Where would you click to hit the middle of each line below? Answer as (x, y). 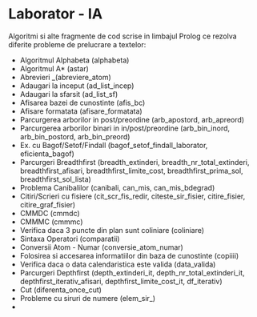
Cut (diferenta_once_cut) (61, 290)
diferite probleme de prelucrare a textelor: (77, 44)
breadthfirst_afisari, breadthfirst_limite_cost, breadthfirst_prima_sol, (131, 171)
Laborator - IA (55, 14)
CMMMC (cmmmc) (51, 222)
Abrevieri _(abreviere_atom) (66, 77)
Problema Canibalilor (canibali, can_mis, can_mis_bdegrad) (117, 187)
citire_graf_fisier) (48, 204)
